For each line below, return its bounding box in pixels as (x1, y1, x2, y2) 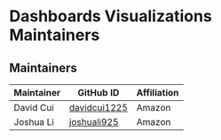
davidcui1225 (69, 102, 129, 113)
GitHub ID (77, 87, 120, 98)
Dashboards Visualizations (9, 6, 213, 27)
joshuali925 (69, 116, 119, 128)
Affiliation (136, 87, 179, 98)
